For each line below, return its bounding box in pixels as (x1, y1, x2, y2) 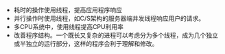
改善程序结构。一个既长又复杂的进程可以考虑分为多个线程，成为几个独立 (13, 31, 218, 39)
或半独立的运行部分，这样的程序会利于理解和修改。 (13, 40, 158, 47)
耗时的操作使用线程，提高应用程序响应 (13, 6, 122, 13)
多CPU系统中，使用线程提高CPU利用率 (13, 23, 123, 30)
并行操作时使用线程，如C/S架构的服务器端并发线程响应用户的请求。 (13, 14, 205, 22)
